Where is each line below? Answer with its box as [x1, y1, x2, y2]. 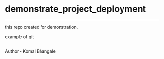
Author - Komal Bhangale [5, 48, 56, 54]
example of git [5, 33, 34, 39]
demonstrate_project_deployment [5, 3, 146, 15]
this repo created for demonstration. [5, 24, 78, 30]
